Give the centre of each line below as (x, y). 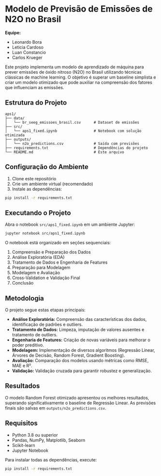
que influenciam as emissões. (35, 87)
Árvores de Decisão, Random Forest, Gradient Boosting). (68, 355)
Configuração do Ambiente (47, 167)
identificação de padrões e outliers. (47, 324)
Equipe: (13, 32)
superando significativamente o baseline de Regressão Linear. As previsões (80, 403)
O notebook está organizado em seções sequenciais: (58, 243)
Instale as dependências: (37, 189)
